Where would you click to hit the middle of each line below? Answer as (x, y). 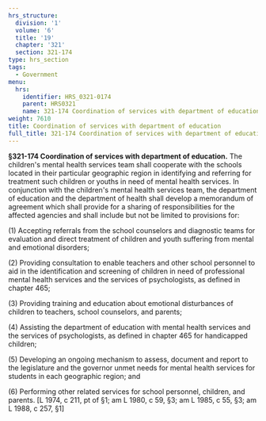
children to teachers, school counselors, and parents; (95, 312)
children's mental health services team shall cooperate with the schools (125, 164)
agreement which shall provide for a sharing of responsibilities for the (122, 206)
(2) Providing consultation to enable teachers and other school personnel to (132, 262)
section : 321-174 (44, 52)
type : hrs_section (38, 60)
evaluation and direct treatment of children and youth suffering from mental (131, 239)
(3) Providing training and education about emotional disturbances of (121, 303)
